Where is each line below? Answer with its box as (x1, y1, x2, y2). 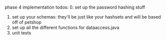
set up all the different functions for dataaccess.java (11, 24, 119, 30)
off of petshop (11, 19, 42, 25)
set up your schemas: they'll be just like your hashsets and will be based (11, 14, 161, 19)
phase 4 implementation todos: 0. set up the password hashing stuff (4, 4, 145, 10)
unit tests (11, 30, 31, 35)
